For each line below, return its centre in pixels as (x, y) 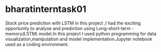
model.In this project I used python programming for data (97, 33)
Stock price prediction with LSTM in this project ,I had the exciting (73, 23)
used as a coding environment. (37, 44)
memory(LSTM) (21, 33)
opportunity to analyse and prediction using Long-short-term (68, 28)
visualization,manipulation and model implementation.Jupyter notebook (79, 39)
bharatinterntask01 (46, 9)
